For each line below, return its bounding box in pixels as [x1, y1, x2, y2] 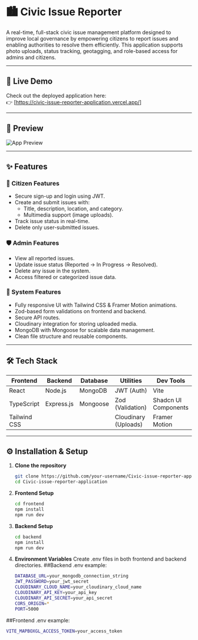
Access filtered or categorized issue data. [14, 273, 117, 280]
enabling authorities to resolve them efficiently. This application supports [6, 41, 183, 48]
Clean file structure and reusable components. [14, 333, 128, 340]
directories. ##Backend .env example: [14, 562, 107, 569]
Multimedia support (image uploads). [23, 211, 114, 218]
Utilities [120, 376, 143, 384]
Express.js [45, 399, 74, 407]
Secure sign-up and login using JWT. [14, 193, 105, 200]
